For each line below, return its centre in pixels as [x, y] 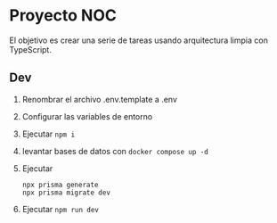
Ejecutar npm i [49, 134]
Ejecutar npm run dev [61, 209]
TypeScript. [30, 49]
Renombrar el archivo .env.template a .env [100, 99]
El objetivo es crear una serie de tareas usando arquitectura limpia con [139, 40]
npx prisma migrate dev [66, 193]
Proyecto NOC [63, 16]
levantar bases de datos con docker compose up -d [115, 151]
